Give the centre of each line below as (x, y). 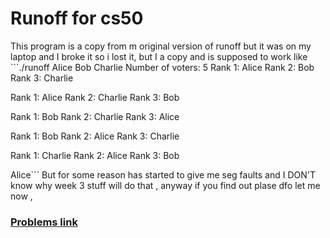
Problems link (44, 222)
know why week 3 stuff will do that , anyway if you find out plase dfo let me (165, 185)
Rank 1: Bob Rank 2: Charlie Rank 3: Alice (95, 116)
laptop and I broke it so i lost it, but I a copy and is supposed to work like (159, 56)
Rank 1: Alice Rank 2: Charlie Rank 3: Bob (95, 97)
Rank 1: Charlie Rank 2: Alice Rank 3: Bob (95, 155)
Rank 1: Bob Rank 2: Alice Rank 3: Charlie (95, 136)
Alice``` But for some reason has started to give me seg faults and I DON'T (163, 174)
